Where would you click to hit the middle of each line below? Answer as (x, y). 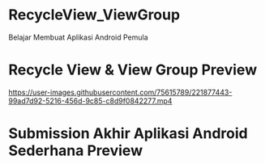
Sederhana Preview (76, 151)
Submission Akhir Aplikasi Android (128, 134)
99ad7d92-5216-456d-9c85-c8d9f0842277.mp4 (90, 101)
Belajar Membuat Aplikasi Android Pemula (78, 37)
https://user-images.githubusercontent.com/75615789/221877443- (120, 92)
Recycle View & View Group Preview (133, 70)
